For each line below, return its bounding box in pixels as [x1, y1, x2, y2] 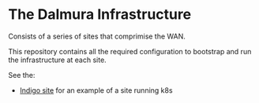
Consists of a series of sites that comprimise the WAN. [8, 31, 186, 41]
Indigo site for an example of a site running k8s [19, 85, 173, 95]
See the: [8, 70, 36, 79]
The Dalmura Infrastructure [8, 6, 192, 24]
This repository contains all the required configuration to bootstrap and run [8, 46, 252, 56]
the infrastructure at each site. [8, 55, 107, 64]
